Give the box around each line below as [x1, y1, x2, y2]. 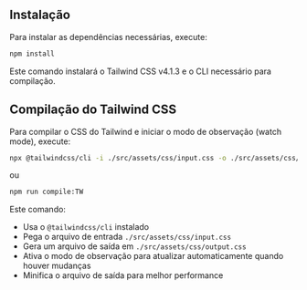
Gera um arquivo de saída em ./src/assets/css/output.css [22, 241, 247, 252]
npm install [9, 49, 55, 58]
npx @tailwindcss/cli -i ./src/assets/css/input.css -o [9, 153, 227, 162]
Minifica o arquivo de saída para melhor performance [22, 270, 224, 281]
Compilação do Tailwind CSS [9, 102, 177, 118]
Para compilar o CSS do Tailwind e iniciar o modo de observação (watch [9, 126, 281, 137]
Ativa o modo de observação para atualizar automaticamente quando [22, 251, 284, 262]
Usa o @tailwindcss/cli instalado [22, 222, 150, 233]
